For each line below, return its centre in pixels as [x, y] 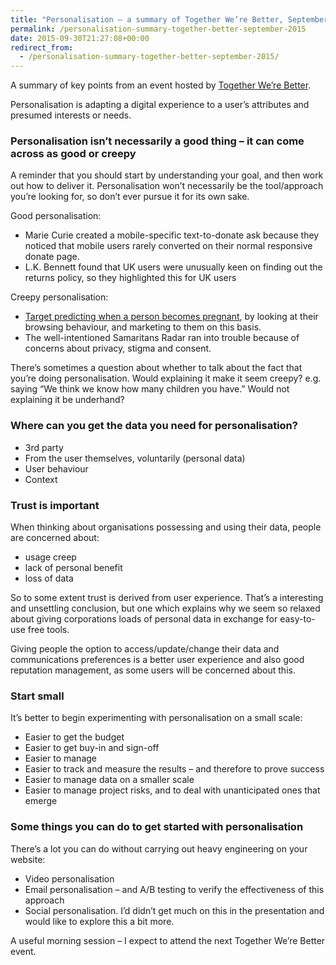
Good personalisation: [56, 216]
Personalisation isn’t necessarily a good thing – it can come [157, 141]
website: [28, 859]
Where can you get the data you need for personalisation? [154, 426]
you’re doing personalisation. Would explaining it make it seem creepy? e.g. [166, 378]
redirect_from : [42, 47]
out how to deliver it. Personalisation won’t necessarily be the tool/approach [167, 186]
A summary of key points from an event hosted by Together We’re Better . [161, 85]
